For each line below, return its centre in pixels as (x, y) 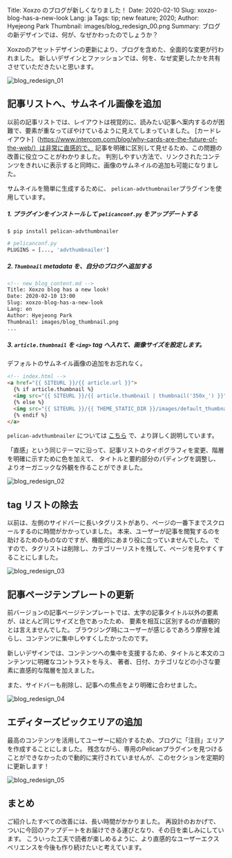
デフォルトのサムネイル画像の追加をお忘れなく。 (77, 363)
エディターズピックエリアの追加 (75, 722)
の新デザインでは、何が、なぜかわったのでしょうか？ (83, 35)
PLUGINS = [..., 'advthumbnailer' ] (58, 250)
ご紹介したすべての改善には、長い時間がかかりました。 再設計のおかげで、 (113, 821)
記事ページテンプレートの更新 (70, 594)
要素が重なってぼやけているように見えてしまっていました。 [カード (120, 131)
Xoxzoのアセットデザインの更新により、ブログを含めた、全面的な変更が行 (113, 49)
